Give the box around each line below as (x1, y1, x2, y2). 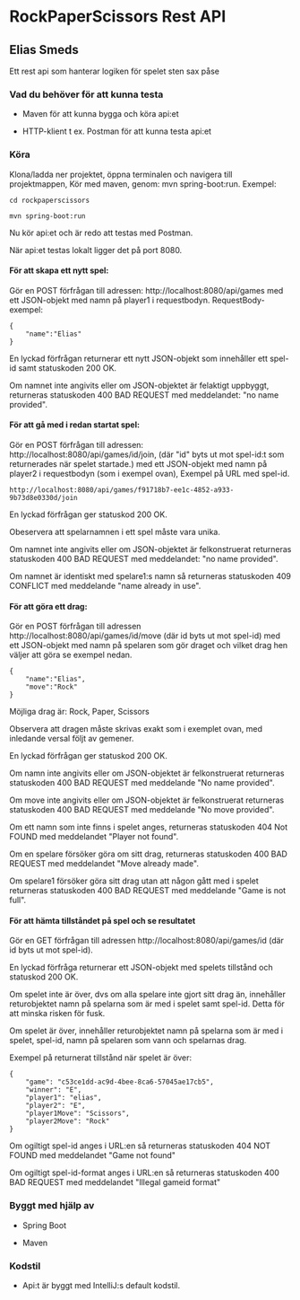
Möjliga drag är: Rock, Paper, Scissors (9, 707, 150, 717)
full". (9, 895, 27, 906)
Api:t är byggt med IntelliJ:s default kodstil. (21, 1280, 181, 1290)
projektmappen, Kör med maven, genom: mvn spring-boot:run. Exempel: (9, 178, 277, 189)
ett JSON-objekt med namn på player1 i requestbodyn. (9, 294, 210, 305)
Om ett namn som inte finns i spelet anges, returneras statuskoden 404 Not (9, 821, 288, 832)
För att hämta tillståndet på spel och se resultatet (9, 915, 196, 926)
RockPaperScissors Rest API (9, 6, 227, 27)
